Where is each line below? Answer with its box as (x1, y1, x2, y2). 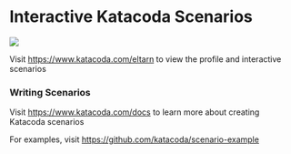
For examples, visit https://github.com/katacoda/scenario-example (9, 134, 259, 145)
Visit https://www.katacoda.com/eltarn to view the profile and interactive (9, 53, 282, 65)
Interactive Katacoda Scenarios (9, 6, 253, 27)
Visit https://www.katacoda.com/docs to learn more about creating (9, 107, 260, 118)
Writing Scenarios (9, 86, 91, 98)
